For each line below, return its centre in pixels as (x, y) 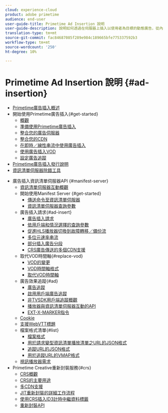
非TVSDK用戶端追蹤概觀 (52, 300)
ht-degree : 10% (21, 52)
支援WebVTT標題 (38, 324)
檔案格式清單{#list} (39, 330)
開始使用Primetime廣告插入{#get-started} (55, 114)
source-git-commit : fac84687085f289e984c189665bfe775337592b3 (71, 38)
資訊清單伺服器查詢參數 (51, 206)
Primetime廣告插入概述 (36, 108)
